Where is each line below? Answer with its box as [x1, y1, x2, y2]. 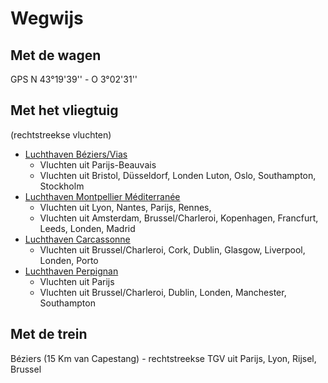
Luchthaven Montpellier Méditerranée [24, 190, 181, 202]
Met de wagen [10, 47, 102, 64]
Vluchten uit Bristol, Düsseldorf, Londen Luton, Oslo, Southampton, [39, 169, 317, 181]
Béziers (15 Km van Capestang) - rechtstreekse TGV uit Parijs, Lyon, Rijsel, [10, 352, 317, 364]
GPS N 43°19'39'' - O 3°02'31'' [10, 73, 138, 85]
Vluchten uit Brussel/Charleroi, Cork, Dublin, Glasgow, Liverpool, [39, 243, 306, 256]
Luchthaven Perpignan [24, 265, 119, 277]
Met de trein [10, 326, 88, 343]
